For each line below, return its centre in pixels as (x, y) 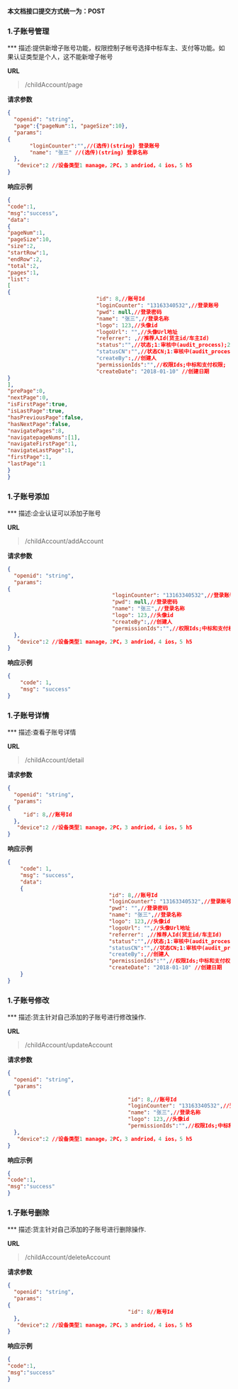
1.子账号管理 (28, 31)
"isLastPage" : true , (36, 411)
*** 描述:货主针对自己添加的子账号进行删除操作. (77, 1229)
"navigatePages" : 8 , (36, 431)
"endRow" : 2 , (25, 259)
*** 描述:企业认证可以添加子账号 (54, 513)
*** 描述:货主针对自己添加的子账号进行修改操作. (77, 1017)
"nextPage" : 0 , (28, 398)
